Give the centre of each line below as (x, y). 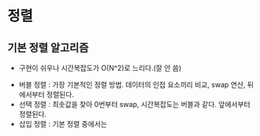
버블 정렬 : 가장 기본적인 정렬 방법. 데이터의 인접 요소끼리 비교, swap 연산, (132, 85)
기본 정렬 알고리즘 (48, 48)
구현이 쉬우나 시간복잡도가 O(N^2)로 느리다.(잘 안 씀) (100, 68)
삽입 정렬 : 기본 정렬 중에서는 (63, 124)
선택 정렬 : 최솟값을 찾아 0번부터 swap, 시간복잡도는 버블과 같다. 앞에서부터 (134, 104)
